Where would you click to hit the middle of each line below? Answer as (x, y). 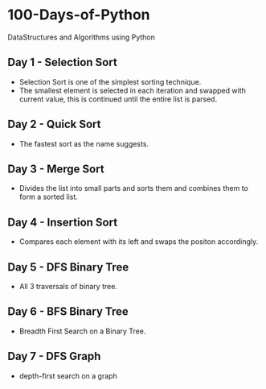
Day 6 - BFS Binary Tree (68, 312)
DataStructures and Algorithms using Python (82, 37)
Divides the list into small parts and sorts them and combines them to (133, 188)
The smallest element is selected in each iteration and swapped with (132, 90)
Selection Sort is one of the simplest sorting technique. (110, 81)
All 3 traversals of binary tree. (68, 286)
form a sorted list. (48, 197)
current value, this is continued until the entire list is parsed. (118, 99)
